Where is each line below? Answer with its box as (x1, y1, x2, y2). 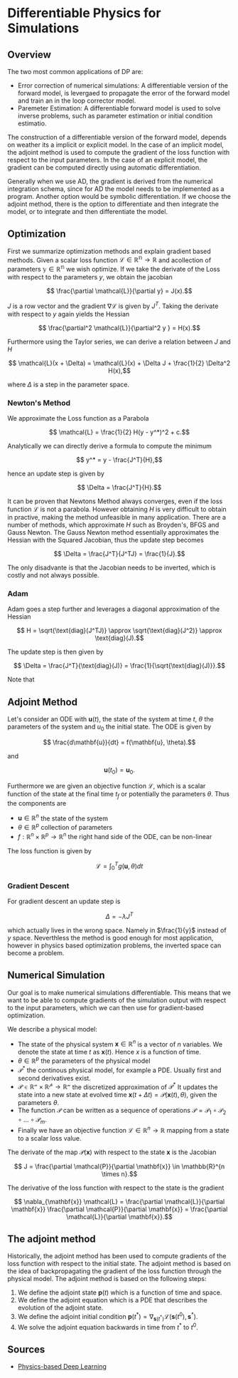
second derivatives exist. (17, 1074, 91, 1082)
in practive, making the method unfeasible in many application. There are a (7, 513, 226, 522)
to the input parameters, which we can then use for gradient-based (7, 1003, 204, 1012)
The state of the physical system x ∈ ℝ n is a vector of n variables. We (17, 1039, 222, 1049)
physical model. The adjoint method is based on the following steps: (7, 1275, 207, 1283)
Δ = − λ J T (105, 911, 134, 920)
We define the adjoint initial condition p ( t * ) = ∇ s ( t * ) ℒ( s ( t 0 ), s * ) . (17, 1311, 198, 1322)
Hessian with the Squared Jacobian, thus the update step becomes (7, 536, 204, 545)
